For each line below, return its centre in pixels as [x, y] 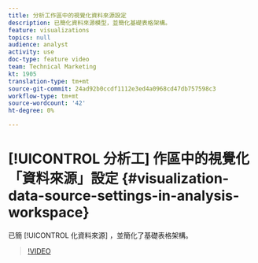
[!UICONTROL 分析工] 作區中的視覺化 [129, 159]
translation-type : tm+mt [49, 81]
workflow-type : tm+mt [44, 96]
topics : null [29, 37]
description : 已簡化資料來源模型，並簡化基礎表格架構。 [90, 23]
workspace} [49, 213]
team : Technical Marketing [52, 67]
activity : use [31, 52]
